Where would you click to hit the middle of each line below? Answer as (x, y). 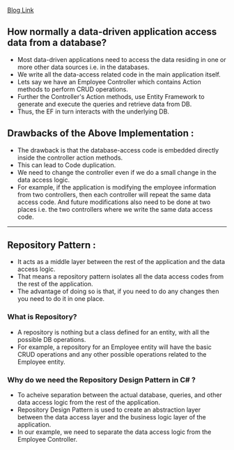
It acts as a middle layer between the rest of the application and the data (121, 262)
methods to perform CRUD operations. (73, 89)
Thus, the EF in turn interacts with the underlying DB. (93, 111)
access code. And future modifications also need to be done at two (114, 202)
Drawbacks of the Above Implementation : (101, 133)
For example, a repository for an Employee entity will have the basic (115, 347)
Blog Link (21, 10)
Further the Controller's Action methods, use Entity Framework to (111, 96)
